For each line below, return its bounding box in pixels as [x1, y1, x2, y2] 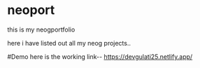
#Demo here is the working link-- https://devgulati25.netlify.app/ [7, 52, 193, 61]
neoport [7, 2, 55, 18]
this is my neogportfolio [7, 25, 76, 34]
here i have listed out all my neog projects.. [7, 39, 131, 47]
